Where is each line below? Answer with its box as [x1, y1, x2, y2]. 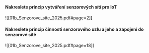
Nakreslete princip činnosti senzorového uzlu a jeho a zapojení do [5, 26, 144, 32]
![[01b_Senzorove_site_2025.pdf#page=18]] [5, 43, 94, 49]
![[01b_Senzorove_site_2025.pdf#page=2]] [5, 15, 93, 21]
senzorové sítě [5, 31, 36, 37]
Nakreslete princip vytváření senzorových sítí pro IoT [5, 4, 117, 10]
